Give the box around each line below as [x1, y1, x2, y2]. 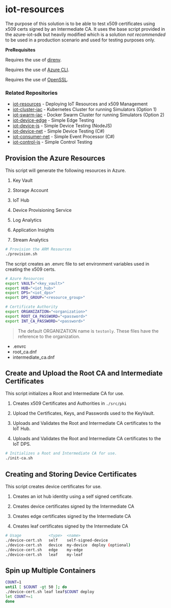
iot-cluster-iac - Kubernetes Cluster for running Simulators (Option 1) [12, 106, 157, 113]
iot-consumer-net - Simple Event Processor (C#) [12, 134, 115, 140]
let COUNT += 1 [5, 594, 33, 599]
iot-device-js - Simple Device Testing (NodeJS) [12, 123, 112, 129]
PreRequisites [5, 47, 36, 53]
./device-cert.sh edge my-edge [5, 547, 83, 552]
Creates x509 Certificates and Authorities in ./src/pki [12, 400, 127, 406]
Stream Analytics [12, 237, 49, 243]
